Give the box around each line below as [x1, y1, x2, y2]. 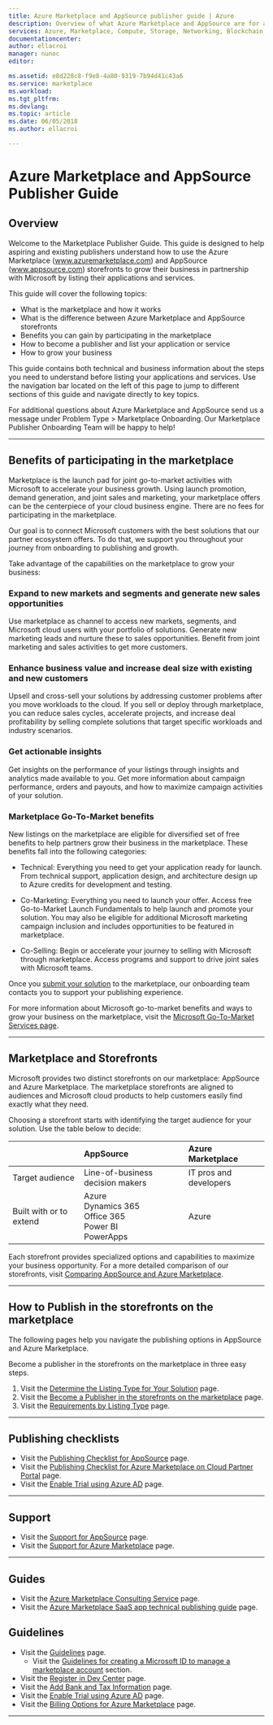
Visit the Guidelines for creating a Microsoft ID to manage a [32, 1656, 231, 1666]
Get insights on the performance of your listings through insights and [8, 764, 240, 774]
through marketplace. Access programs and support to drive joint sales [19, 954, 259, 964]
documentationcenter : [8, 34, 82, 43]
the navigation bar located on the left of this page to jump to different [8, 380, 240, 391]
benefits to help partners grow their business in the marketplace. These [8, 837, 249, 847]
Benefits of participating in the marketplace [8, 453, 234, 468]
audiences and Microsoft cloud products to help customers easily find [8, 1090, 243, 1100]
